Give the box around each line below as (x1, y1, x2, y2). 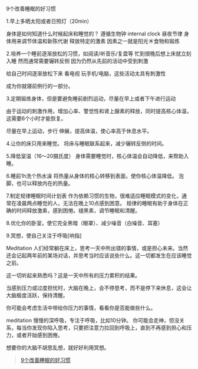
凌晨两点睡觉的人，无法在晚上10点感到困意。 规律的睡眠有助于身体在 (16, 200, 184, 206)
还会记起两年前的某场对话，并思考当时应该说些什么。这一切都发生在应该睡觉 (6, 252, 192, 259)
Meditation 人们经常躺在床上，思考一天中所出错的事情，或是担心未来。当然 (6, 245, 189, 252)
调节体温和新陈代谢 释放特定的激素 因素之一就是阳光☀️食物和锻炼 (21, 38, 180, 44)
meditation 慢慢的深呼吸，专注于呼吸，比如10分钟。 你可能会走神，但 (6, 317, 174, 324)
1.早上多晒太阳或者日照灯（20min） (6, 18, 93, 25)
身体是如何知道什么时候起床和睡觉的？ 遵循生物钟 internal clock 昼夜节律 (6, 30, 183, 37)
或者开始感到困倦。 (16, 332, 63, 338)
